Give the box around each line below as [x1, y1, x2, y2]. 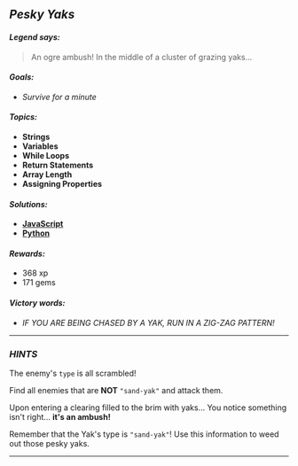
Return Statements [21, 159, 94, 170]
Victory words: [9, 298, 66, 308]
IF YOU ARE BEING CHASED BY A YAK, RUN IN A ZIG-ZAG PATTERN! [21, 317, 275, 328]
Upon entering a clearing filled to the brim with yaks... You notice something [9, 402, 287, 413]
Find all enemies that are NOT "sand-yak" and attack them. [9, 384, 223, 395]
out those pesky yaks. [9, 438, 90, 448]
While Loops [21, 151, 70, 160]
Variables [21, 141, 59, 151]
